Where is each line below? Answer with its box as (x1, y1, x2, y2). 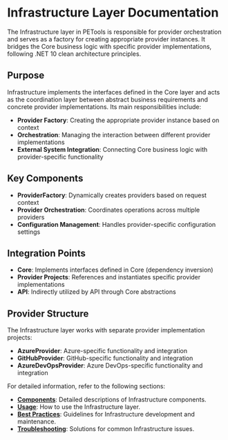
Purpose (7, 70, 45, 81)
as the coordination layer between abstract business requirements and (7, 95, 209, 103)
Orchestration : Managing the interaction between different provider (17, 130, 211, 139)
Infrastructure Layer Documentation (7, 5, 219, 21)
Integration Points (7, 247, 86, 259)
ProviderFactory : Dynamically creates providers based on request (17, 191, 207, 199)
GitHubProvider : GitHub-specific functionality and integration (17, 354, 193, 363)
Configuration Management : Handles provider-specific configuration (17, 220, 216, 228)
